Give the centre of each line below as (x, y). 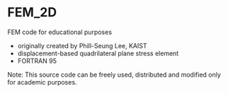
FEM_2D (32, 12)
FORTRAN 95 (37, 60)
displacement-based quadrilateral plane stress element (98, 53)
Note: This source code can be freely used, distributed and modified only (114, 75)
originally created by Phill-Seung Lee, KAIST (82, 45)
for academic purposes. (42, 82)
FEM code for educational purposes (59, 32)
